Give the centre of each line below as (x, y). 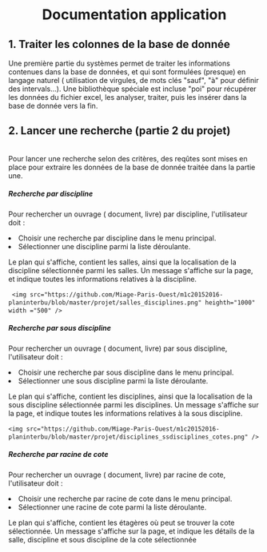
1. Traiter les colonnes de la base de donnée (119, 44)
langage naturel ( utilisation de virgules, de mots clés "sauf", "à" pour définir (133, 80)
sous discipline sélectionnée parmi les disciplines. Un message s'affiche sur (133, 404)
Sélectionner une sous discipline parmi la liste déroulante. (114, 380)
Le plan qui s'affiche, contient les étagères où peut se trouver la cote (122, 522)
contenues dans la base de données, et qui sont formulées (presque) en (127, 72)
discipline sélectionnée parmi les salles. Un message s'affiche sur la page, (131, 270)
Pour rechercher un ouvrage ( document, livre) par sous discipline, (118, 348)
